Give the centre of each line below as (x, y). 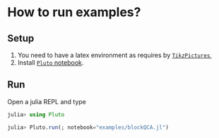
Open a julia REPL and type (47, 101)
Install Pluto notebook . (51, 63)
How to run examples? (74, 12)
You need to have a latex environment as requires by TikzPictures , (114, 55)
